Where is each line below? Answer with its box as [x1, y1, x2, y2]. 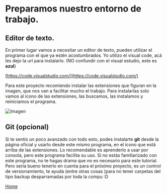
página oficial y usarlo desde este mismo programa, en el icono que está [5, 141, 156, 147]
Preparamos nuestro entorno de [5, 3, 142, 15]
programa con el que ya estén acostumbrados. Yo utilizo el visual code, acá [5, 52, 162, 58]
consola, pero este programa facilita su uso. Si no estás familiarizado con [5, 152, 157, 158]
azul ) [5, 63, 16, 69]
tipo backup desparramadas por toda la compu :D [5, 173, 109, 179]
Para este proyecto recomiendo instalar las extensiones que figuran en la [5, 82, 157, 88]
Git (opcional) [5, 123, 49, 131]
